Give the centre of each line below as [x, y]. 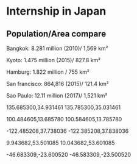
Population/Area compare [56, 34]
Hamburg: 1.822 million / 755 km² [48, 72]
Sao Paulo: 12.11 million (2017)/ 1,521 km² [57, 95]
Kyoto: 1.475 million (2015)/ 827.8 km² [54, 60]
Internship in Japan [56, 11]
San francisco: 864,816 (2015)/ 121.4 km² [58, 84]
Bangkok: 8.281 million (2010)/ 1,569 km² [57, 48]
